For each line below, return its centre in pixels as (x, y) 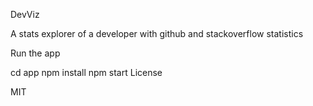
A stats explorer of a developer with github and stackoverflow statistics (157, 33)
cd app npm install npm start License (86, 72)
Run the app (35, 53)
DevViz (25, 14)
